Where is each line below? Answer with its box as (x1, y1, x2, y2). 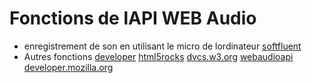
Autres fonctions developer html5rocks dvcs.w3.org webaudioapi (23, 50, 294, 62)
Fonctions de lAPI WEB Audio (9, 7, 257, 30)
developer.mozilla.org (23, 61, 114, 73)
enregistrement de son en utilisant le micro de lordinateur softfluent (23, 40, 302, 52)
